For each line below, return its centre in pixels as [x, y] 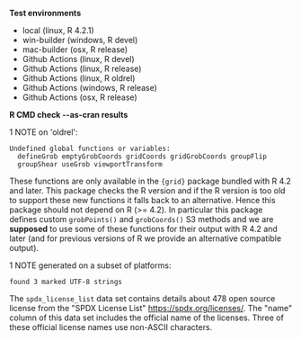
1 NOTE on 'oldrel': [44, 132]
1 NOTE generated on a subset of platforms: [90, 265]
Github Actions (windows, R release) [89, 88]
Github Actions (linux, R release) [82, 68]
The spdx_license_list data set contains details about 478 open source [142, 299]
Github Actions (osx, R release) [80, 97]
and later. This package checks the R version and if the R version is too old [147, 191]
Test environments [45, 13]
